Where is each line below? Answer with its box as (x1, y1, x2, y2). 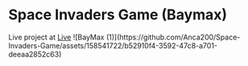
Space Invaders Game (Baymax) (8, 6, 228, 24)
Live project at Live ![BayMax (8, 32, 105, 42)
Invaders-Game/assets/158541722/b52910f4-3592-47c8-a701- (8, 40, 218, 50)
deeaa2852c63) (8, 49, 62, 59)
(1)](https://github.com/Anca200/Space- (105, 32, 241, 42)
